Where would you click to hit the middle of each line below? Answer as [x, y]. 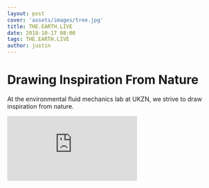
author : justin [29, 46]
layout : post [26, 13]
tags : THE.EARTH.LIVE [38, 39]
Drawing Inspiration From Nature [103, 80]
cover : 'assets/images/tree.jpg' [55, 20]
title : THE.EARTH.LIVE [40, 26]
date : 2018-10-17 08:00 [42, 33]
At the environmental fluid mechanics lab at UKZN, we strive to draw [104, 99]
